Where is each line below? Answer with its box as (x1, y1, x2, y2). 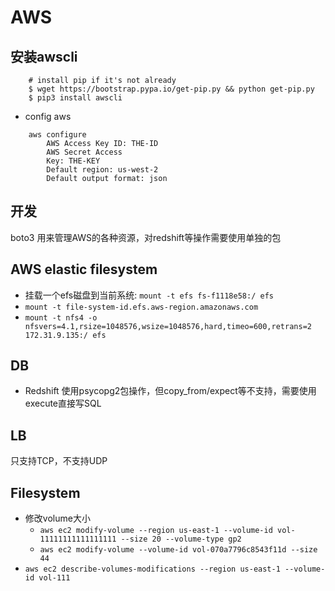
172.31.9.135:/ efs (24, 330, 107, 340)
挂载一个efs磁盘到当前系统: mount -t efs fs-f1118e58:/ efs (24, 289, 274, 301)
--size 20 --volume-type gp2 (120, 534, 242, 545)
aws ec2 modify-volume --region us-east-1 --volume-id (39, 526, 273, 536)
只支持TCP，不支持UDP (10, 455, 108, 467)
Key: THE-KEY (46, 156, 101, 166)
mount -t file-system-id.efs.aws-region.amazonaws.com (24, 302, 259, 312)
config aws (24, 111, 72, 122)
